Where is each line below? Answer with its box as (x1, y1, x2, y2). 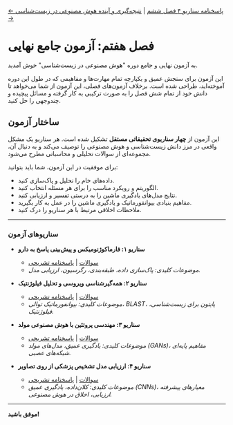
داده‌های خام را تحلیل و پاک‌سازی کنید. (17, 176, 115, 185)
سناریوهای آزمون (8, 229, 59, 238)
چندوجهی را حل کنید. (8, 96, 61, 104)
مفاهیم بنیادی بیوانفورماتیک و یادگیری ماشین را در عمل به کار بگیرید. (17, 198, 192, 207)
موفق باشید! (8, 410, 40, 418)
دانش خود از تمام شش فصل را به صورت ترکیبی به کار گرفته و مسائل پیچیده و (8, 88, 208, 97)
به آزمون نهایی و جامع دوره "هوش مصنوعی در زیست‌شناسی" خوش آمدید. (8, 61, 198, 69)
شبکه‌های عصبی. (28, 349, 71, 357)
